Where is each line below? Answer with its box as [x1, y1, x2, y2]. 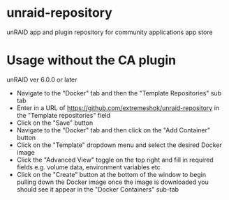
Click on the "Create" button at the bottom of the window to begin [16, 170, 207, 178]
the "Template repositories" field [16, 111, 111, 119]
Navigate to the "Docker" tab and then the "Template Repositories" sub [16, 89, 221, 97]
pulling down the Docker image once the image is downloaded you [16, 178, 209, 186]
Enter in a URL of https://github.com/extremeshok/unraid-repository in [16, 103, 220, 112]
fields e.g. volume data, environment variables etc [16, 162, 161, 171]
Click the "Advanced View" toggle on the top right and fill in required [16, 155, 214, 164]
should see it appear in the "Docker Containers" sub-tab [16, 185, 179, 193]
